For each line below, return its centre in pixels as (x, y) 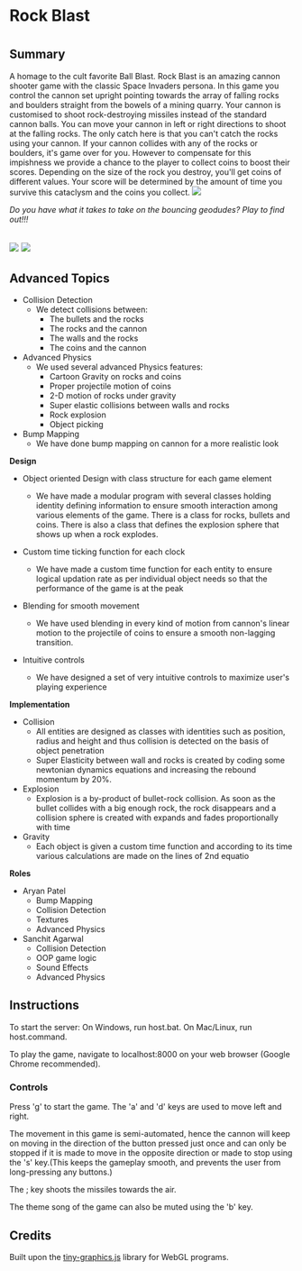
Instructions (44, 1006)
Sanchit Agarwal (53, 939)
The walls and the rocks (94, 338)
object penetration (70, 750)
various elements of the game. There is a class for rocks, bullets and (163, 515)
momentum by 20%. (74, 779)
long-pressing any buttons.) (61, 1172)
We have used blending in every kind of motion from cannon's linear (163, 623)
